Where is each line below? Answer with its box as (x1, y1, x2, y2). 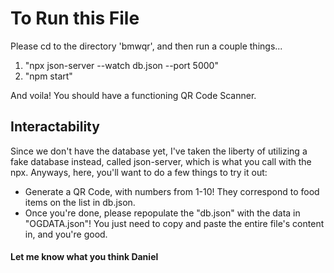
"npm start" (24, 70, 73, 82)
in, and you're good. (24, 228, 108, 240)
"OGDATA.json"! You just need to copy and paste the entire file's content (24, 217, 325, 229)
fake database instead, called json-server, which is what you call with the (10, 155, 312, 167)
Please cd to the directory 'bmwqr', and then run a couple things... (10, 40, 283, 52)
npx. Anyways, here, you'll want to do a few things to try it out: (10, 166, 268, 178)
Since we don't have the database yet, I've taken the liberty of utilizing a (10, 145, 308, 157)
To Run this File (10, 7, 140, 30)
